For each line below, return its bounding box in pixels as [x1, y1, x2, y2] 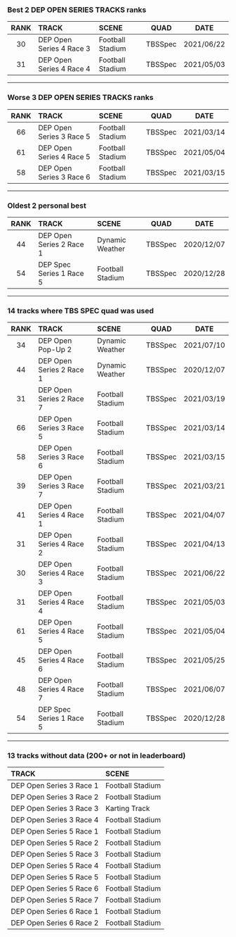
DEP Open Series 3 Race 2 [11, 792, 99, 802]
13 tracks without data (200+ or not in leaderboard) [7, 751, 186, 761]
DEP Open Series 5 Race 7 [11, 895, 99, 905]
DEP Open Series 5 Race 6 [11, 883, 99, 893]
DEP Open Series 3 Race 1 [11, 781, 99, 791]
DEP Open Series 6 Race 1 [11, 907, 99, 917]
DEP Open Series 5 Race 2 [11, 838, 99, 848]
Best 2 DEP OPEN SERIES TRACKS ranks [7, 5, 147, 15]
